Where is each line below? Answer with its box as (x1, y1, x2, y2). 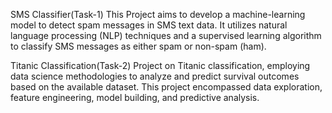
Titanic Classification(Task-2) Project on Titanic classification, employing (10, 60, 311, 71)
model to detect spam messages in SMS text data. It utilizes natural (10, 19, 288, 31)
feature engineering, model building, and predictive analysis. (10, 92, 260, 103)
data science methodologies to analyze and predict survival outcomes (10, 70, 300, 82)
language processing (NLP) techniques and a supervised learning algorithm (10, 30, 322, 41)
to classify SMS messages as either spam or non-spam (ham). (10, 40, 267, 52)
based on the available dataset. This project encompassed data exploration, (10, 81, 323, 93)
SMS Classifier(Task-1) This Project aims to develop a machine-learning (10, 9, 306, 20)
